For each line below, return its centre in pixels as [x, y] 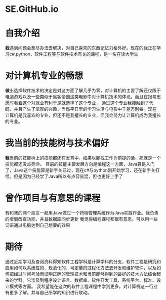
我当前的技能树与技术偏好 [57, 143]
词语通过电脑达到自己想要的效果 [38, 225]
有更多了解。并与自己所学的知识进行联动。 [48, 292]
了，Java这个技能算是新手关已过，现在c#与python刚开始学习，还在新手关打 [83, 170]
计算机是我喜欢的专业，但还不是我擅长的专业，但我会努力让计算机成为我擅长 [83, 115]
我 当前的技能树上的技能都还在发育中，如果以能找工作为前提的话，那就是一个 [83, 158]
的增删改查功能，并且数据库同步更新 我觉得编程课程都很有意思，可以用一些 [82, 219]
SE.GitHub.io [32, 9]
